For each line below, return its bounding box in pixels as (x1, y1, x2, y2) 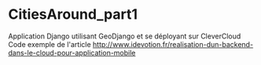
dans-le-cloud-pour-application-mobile (8, 48, 136, 57)
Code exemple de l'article (8, 39, 92, 49)
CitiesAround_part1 (8, 5, 138, 23)
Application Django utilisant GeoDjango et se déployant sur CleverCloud (8, 31, 241, 41)
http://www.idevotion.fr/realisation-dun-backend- (93, 39, 254, 49)
